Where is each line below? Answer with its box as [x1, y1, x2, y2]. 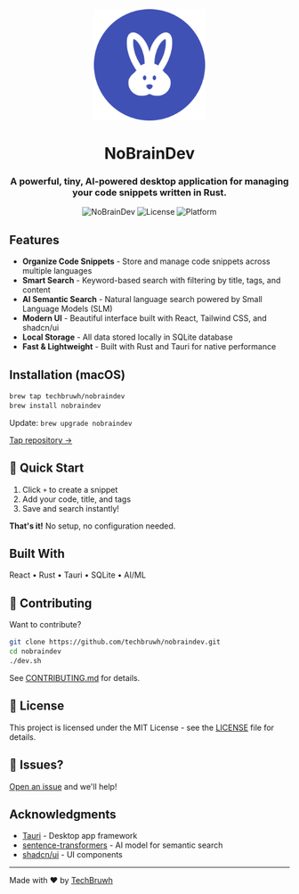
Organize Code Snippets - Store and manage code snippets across [21, 256, 271, 267]
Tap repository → [9, 434, 73, 445]
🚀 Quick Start [9, 461, 85, 476]
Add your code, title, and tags [21, 494, 132, 504]
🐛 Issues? [9, 758, 64, 773]
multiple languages [21, 266, 93, 276]
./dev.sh [9, 657, 42, 666]
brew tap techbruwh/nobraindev [9, 392, 125, 401]
